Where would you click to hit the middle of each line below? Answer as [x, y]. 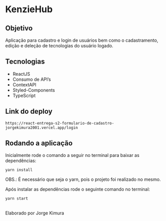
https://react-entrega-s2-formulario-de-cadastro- [60, 123]
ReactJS [21, 74]
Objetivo [19, 28]
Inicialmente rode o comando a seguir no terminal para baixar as [72, 155]
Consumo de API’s [32, 79]
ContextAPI [24, 84]
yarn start [17, 199]
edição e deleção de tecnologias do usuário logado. [59, 46]
